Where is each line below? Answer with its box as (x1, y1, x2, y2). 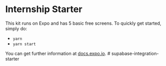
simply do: (5, 25, 27, 31)
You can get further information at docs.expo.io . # (5, 50, 111, 56)
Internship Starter (5, 4, 83, 15)
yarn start (12, 41, 36, 46)
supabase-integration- (111, 50, 159, 56)
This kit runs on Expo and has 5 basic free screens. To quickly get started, (5, 20, 162, 26)
